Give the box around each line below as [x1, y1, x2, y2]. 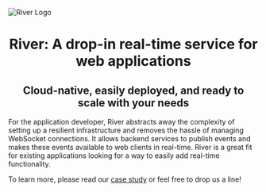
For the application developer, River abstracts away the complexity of [8, 117, 235, 126]
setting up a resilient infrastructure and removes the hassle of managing [8, 125, 244, 135]
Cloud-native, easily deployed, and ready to [22, 83, 245, 97]
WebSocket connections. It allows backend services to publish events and [8, 134, 252, 143]
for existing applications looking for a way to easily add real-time [8, 151, 220, 160]
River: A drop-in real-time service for [9, 36, 258, 53]
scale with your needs [78, 96, 189, 109]
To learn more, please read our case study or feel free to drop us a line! [8, 175, 242, 184]
